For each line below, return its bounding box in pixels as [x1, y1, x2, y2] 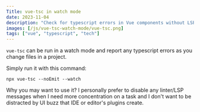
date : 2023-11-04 [6, 14, 49, 20]
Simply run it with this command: [6, 65, 87, 72]
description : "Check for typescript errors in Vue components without [6, 20, 185, 25]
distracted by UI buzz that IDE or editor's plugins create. [6, 99, 144, 107]
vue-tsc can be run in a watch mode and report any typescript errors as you [6, 47, 192, 54]
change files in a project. [6, 53, 67, 60]
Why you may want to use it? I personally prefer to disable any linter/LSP [6, 87, 184, 94]
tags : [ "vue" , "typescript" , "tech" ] [6, 31, 100, 37]
